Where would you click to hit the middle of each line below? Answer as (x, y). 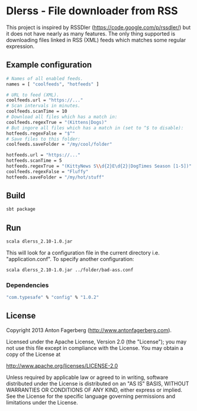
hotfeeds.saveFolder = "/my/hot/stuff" (55, 177)
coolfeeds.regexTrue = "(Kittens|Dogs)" (57, 122)
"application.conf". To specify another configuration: (70, 259)
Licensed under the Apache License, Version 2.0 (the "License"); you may (96, 342)
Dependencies (28, 285)
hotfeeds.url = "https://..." (43, 155)
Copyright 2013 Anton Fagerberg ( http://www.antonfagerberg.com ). (89, 330)
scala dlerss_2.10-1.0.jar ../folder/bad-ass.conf (70, 270)
